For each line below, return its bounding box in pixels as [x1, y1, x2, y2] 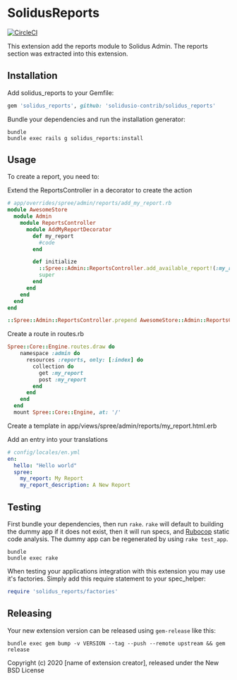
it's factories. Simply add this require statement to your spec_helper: [7, 574, 206, 583]
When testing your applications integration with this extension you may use [7, 567, 226, 575]
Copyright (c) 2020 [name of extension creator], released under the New [7, 658, 219, 667]
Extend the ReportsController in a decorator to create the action [7, 186, 193, 194]
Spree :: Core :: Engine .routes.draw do [7, 343, 115, 350]
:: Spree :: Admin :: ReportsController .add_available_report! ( [38, 265, 217, 272]
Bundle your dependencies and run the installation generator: [7, 115, 186, 123]
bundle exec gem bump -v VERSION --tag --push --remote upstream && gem [7, 640, 226, 647]
